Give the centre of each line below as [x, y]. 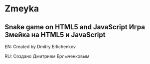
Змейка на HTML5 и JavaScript [55, 34]
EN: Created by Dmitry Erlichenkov [40, 47]
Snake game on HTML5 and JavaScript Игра [75, 27]
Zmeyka [22, 9]
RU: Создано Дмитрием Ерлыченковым [47, 56]
